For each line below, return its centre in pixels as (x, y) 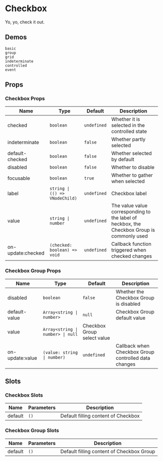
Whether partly (128, 139)
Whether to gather (132, 175)
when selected (128, 182)
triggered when (129, 250)
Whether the (130, 292)
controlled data (133, 358)
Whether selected (131, 153)
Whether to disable (133, 167)
